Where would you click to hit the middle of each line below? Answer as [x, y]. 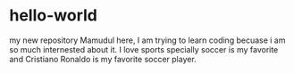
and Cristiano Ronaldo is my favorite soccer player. [103, 59]
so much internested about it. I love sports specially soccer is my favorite [144, 49]
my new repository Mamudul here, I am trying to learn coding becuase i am [147, 40]
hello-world [54, 16]
